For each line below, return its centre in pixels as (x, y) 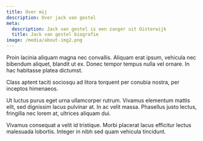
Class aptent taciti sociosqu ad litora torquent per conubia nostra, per (93, 82)
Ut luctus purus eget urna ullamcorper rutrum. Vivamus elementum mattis (98, 100)
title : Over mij (27, 12)
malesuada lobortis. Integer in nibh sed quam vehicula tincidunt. (86, 132)
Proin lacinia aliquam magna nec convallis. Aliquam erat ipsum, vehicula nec (101, 57)
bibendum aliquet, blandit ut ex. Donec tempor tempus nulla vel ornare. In (98, 64)
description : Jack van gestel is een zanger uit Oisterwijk (89, 29)
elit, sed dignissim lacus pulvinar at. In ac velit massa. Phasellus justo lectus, (101, 107)
